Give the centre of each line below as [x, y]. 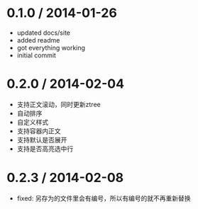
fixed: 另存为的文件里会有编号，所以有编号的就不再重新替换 [104, 198]
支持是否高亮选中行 [45, 148]
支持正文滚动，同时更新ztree [59, 104]
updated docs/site [43, 33]
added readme [38, 40]
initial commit [36, 55]
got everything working [51, 47]
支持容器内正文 [39, 131]
